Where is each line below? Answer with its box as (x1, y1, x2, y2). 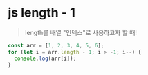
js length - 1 (8, 5, 75, 21)
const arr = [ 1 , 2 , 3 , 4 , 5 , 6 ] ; (8, 42, 104, 49)
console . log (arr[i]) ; (14, 55, 77, 62)
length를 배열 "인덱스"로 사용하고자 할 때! (24, 28, 138, 36)
